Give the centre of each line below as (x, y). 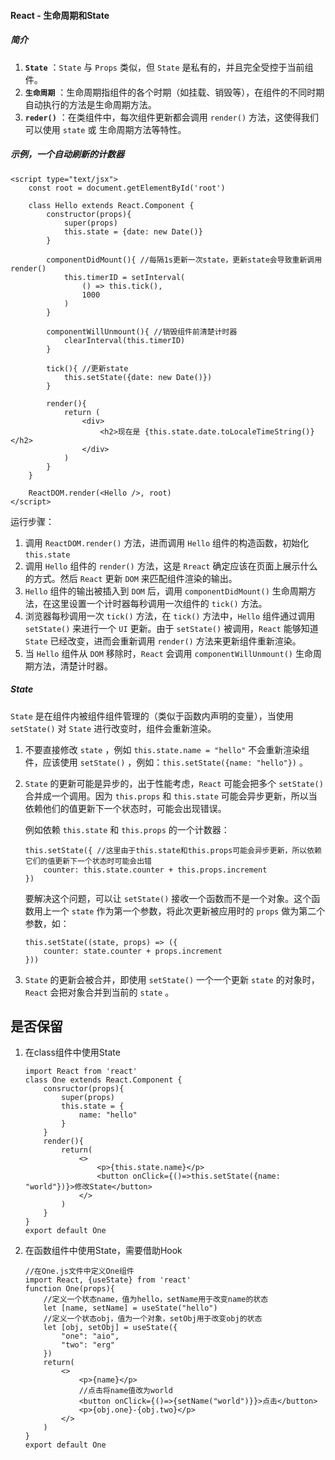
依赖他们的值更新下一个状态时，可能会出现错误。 (125, 808)
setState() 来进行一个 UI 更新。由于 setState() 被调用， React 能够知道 (171, 628)
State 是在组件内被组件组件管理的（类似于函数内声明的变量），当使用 (152, 716)
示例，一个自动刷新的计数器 (67, 154)
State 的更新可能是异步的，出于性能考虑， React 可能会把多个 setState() (174, 783)
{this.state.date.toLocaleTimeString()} (229, 431)
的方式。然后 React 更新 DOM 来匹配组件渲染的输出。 (131, 578)
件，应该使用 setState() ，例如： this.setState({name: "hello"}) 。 (166, 762)
